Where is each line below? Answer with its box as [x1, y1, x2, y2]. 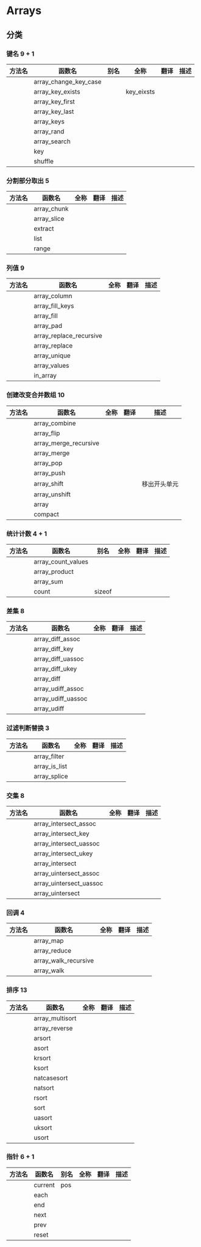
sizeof [94, 587, 112, 596]
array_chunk [33, 204, 69, 213]
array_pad [33, 322, 63, 330]
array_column [33, 292, 72, 300]
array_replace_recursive [33, 332, 102, 340]
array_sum [33, 578, 63, 586]
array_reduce [33, 947, 72, 955]
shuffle [33, 157, 54, 165]
